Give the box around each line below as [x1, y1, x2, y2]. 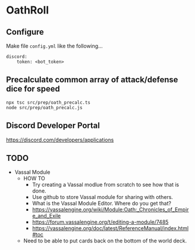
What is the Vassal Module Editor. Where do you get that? [32, 200, 172, 207]
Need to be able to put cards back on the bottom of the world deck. [23, 237, 187, 244]
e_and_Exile [32, 212, 61, 219]
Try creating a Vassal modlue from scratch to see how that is [32, 181, 179, 188]
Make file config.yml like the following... [6, 42, 103, 49]
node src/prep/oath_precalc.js [6, 104, 83, 110]
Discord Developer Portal [6, 121, 100, 131]
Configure [6, 27, 44, 37]
